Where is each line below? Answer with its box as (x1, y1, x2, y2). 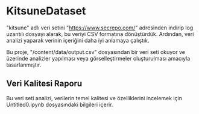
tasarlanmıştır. (6, 61, 42, 68)
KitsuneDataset (6, 4, 86, 18)
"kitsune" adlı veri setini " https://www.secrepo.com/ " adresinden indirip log (6, 24, 194, 31)
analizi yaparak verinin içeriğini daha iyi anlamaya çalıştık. (6, 37, 150, 44)
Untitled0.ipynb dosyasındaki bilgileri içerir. (6, 101, 113, 108)
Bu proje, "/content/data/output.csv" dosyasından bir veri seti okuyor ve (6, 48, 186, 55)
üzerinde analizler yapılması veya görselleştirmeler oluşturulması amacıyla (6, 55, 191, 62)
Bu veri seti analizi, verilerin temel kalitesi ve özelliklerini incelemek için (6, 94, 183, 101)
